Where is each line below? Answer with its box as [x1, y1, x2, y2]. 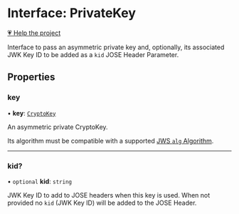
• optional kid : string [7, 177, 73, 185]
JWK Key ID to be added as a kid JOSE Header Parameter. [7, 50, 179, 58]
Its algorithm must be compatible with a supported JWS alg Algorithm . [7, 136, 214, 145]
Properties [7, 71, 55, 83]
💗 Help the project [7, 29, 61, 37]
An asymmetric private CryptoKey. [7, 123, 108, 131]
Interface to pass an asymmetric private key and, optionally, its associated [7, 43, 225, 51]
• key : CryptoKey [7, 108, 56, 117]
